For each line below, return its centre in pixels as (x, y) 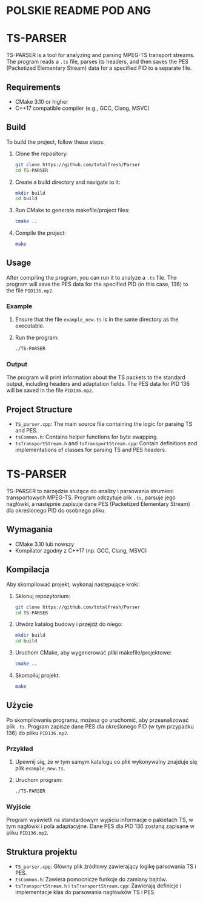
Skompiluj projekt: (38, 675)
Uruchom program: (39, 780)
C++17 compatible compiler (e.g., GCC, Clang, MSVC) (82, 108)
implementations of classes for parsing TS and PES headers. (91, 450)
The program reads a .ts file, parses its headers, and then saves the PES (98, 62)
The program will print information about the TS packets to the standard (96, 377)
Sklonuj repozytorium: (43, 596)
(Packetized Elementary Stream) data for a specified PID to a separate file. (99, 68)
